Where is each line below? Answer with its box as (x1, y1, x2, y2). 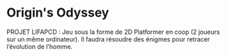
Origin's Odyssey (6, 5, 109, 21)
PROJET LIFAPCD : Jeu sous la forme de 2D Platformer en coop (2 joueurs (6, 28, 220, 36)
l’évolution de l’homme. (6, 42, 73, 50)
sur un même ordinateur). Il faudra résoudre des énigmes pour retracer (6, 35, 210, 43)
